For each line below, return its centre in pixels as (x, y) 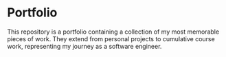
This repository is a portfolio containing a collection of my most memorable (113, 32)
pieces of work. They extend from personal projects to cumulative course (111, 38)
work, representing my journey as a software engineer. (84, 46)
